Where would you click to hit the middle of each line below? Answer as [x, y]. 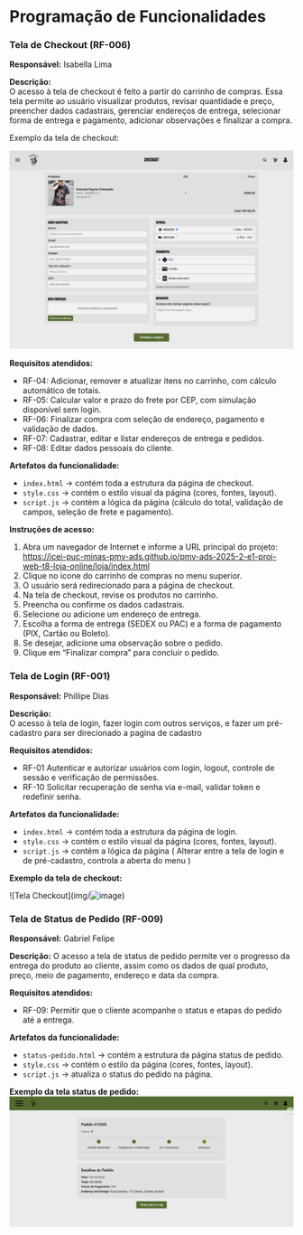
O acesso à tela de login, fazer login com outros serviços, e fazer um [137, 723]
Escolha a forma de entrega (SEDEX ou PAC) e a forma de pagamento [152, 624]
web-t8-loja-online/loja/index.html [86, 566]
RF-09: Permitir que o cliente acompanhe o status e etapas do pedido [152, 1010]
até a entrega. [48, 1020]
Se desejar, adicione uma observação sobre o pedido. [123, 643]
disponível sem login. [62, 410]
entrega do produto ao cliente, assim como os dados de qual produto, [139, 966]
